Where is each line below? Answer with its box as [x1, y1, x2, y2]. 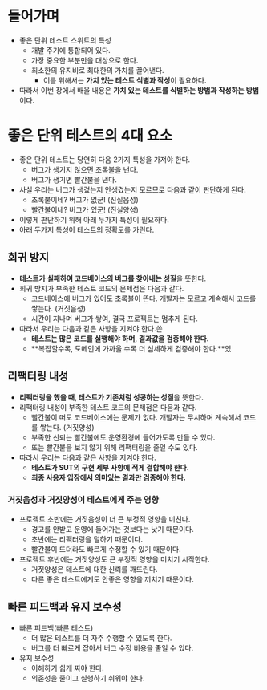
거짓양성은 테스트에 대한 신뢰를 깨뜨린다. [30, 564, 158, 574]
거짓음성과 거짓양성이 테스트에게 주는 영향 [7, 494, 160, 505]
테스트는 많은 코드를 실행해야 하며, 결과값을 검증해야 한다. [30, 334, 209, 343]
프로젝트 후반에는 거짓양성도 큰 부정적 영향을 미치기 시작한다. [18, 554, 210, 564]
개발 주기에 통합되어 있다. [30, 45, 111, 55]
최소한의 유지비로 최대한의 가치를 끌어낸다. [30, 65, 165, 75]
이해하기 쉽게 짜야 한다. [30, 663, 105, 672]
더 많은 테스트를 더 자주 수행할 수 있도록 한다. [30, 633, 172, 643]
